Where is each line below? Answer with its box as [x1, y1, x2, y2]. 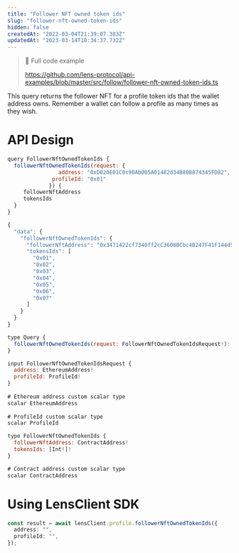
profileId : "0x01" [52, 176, 107, 183]
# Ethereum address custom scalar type [7, 393, 126, 400]
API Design [7, 132, 74, 148]
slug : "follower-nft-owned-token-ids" [7, 17, 122, 24]
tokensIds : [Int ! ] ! [14, 446, 72, 453]
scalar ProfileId [7, 420, 59, 427]
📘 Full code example [24, 56, 85, 65]
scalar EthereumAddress [7, 400, 78, 407]
